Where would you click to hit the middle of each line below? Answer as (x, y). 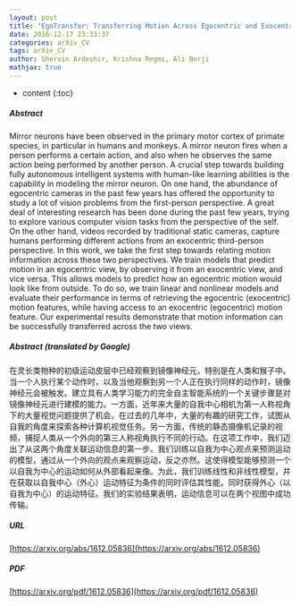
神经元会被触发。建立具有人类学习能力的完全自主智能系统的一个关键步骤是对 (150, 393)
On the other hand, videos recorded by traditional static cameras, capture (144, 231)
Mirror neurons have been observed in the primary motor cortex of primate (147, 136)
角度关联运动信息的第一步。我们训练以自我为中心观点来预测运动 (173, 448)
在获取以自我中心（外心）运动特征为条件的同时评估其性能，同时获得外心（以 (150, 482)
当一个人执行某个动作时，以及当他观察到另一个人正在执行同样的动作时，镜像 (150, 381)
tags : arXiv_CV (37, 51)
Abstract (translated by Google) (70, 346)
